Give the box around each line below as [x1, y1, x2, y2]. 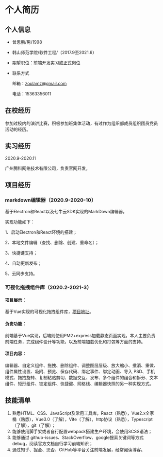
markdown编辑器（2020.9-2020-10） [5, 197, 97, 203]
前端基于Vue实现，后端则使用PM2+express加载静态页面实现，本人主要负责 [5, 332, 156, 338]
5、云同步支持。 [5, 271, 38, 276]
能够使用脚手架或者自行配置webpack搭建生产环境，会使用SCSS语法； [12, 428, 153, 434]
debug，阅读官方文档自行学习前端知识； [12, 440, 93, 446]
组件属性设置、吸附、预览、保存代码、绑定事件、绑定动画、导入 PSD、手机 [5, 368, 155, 374]
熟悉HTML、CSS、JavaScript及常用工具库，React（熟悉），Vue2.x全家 [12, 410, 154, 416]
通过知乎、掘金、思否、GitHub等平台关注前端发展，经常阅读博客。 [12, 446, 146, 453]
